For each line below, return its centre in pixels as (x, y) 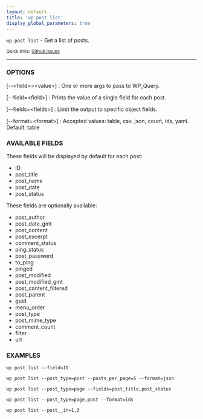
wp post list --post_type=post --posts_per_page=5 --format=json (90, 379)
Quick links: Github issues (33, 52)
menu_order (30, 307)
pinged (24, 269)
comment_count (35, 327)
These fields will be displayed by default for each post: (75, 156)
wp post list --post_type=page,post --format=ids (70, 400)
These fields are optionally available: (52, 205)
